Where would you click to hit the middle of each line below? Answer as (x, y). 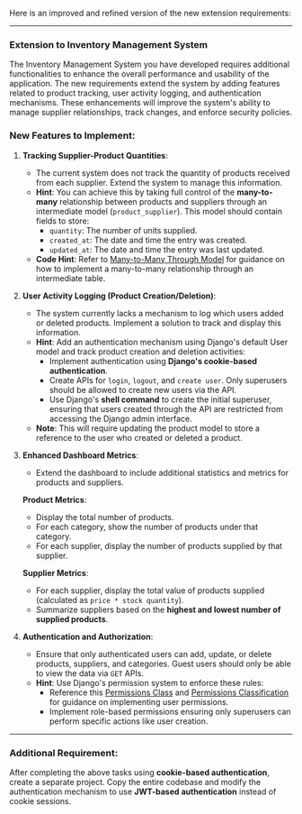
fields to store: (62, 221)
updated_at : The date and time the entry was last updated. (157, 249)
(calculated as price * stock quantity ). (110, 599)
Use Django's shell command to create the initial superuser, (160, 399)
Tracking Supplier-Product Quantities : (95, 155)
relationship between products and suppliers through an (164, 201)
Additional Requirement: (64, 753)
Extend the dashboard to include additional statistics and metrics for (162, 472)
